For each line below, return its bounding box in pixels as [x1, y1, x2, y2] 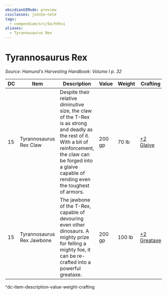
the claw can [60, 150, 90, 157]
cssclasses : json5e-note [5, 12, 57, 17]
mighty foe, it [60, 246, 91, 253]
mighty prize [60, 234, 89, 241]
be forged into [60, 157, 93, 164]
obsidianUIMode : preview [5, 7, 57, 12]
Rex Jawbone [19, 237, 52, 244]
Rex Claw [19, 142, 42, 148]
